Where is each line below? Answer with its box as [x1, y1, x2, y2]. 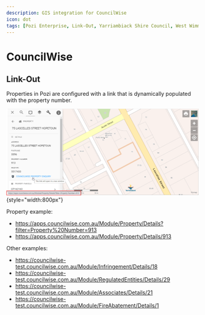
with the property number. [6, 96, 72, 104]
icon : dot [6, 16, 32, 23]
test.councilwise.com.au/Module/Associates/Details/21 [15, 289, 153, 296]
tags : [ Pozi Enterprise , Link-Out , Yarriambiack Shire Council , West [6, 23, 187, 29]
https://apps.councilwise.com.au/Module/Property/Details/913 [15, 233, 172, 241]
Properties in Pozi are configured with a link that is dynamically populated [6, 90, 191, 98]
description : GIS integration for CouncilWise [6, 10, 127, 16]
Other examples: [6, 245, 48, 252]
